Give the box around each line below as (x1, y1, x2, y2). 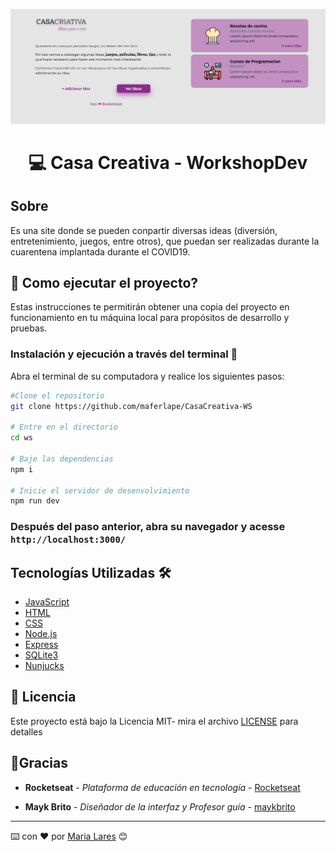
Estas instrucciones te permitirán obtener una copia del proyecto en (10, 301, 290, 313)
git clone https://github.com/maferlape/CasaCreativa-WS (10, 401, 253, 411)
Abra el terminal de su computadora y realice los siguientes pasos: (10, 370, 285, 382)
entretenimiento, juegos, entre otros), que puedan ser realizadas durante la (10, 235, 320, 247)
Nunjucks (24, 660, 65, 672)
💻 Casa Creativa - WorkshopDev (28, 151, 308, 174)
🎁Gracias (10, 755, 68, 772)
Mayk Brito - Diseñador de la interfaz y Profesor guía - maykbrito (24, 800, 296, 813)
